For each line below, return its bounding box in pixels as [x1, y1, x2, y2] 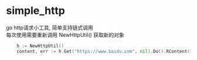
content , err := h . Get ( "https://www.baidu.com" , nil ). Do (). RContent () [16, 48, 193, 54]
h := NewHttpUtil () [16, 43, 64, 49]
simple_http [6, 4, 66, 17]
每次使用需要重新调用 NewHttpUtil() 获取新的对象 [6, 31, 125, 38]
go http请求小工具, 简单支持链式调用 [6, 24, 93, 31]
